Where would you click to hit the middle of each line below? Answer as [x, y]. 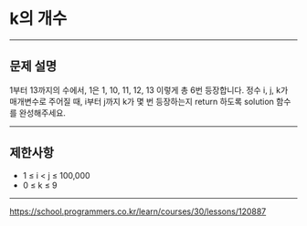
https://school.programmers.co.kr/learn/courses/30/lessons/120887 [138, 211]
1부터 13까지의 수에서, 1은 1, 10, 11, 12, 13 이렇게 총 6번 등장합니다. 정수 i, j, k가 [149, 90]
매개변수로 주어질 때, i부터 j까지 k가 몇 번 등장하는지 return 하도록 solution [142, 101]
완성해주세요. [42, 113]
